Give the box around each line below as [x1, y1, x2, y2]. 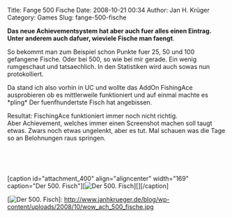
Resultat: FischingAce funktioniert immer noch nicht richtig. [7, 111, 178, 120]
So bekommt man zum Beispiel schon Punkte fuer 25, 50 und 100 [7, 48, 195, 56]
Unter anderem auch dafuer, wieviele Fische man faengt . [7, 34, 175, 42]
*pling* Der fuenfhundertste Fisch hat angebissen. [7, 98, 153, 107]
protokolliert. [7, 70, 44, 78]
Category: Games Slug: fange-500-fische [7, 13, 127, 22]
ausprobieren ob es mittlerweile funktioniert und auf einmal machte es [7, 91, 209, 99]
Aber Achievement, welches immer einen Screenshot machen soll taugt [7, 119, 212, 127]
